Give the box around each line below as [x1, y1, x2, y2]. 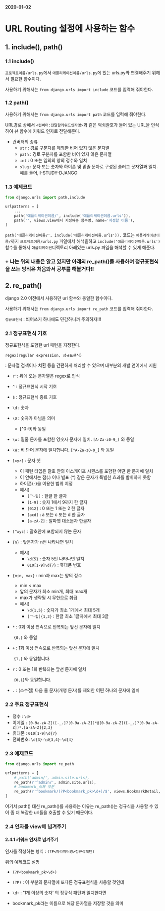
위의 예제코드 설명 [5, 859, 40, 865]
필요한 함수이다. [10, 76, 41, 82]
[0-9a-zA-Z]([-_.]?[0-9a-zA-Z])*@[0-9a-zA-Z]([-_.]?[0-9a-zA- [28, 720, 160, 725]
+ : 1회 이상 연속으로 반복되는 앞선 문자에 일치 [12, 645, 100, 651]
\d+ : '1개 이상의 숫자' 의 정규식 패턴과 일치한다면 [12, 890, 107, 896]
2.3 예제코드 [5, 750, 34, 757]
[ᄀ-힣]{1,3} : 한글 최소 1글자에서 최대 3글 [27, 613, 109, 619]
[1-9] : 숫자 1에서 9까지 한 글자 [27, 499, 88, 505]
